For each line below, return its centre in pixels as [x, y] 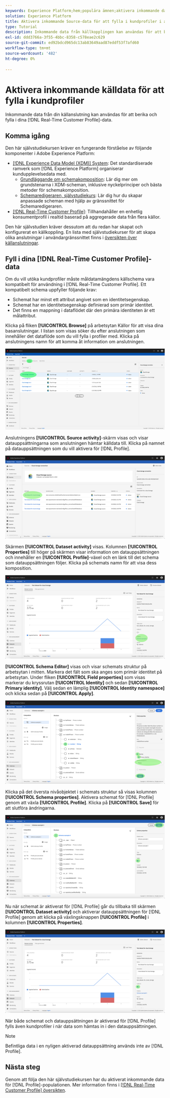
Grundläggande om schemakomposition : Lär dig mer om [79, 179]
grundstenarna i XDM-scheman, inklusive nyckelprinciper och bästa [91, 185]
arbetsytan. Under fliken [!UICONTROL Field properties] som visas [75, 677]
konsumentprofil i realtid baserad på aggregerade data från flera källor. [87, 217]
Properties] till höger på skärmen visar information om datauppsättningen [82, 552]
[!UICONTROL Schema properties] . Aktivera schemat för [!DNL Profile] [80, 797]
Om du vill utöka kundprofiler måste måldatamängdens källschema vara [80, 279]
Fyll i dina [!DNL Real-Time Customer [65, 259]
